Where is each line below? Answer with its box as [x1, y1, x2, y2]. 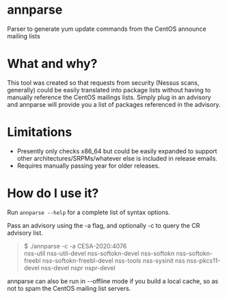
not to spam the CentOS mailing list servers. [7, 284, 131, 292]
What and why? [7, 56, 98, 72]
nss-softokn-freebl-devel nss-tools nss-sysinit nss [42, 256, 186, 265]
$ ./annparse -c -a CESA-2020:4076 [23, 242, 127, 250]
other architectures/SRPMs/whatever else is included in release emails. [16, 154, 217, 162]
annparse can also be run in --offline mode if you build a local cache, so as [7, 276, 219, 285]
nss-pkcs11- [187, 256, 221, 265]
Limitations [7, 125, 72, 140]
